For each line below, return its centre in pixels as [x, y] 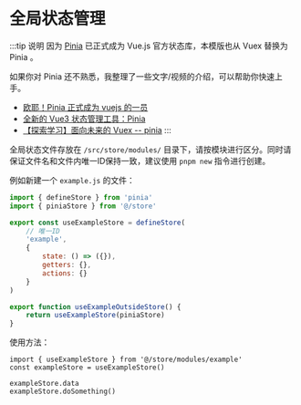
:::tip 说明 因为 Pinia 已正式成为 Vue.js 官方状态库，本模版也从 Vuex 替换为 [149, 46]
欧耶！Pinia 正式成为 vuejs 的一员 [85, 107]
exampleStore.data [44, 384]
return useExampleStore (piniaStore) [96, 316]
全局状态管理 [58, 19]
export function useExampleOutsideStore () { [95, 306]
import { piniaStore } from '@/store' [83, 206]
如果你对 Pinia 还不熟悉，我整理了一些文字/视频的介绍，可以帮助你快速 [142, 76]
